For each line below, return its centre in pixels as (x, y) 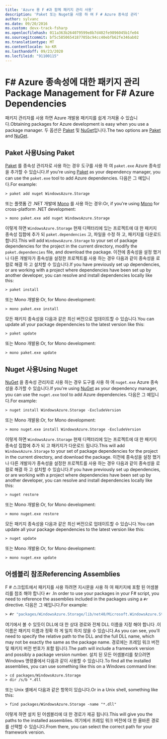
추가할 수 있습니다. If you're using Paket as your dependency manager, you (85, 172)
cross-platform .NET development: (41, 209)
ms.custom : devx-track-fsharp (37, 28)
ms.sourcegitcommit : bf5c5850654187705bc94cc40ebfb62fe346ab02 (72, 38)
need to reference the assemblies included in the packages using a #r (77, 599)
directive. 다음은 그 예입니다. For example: (46, 605)
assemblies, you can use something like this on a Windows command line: (81, 666)
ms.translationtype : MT (30, 42)
